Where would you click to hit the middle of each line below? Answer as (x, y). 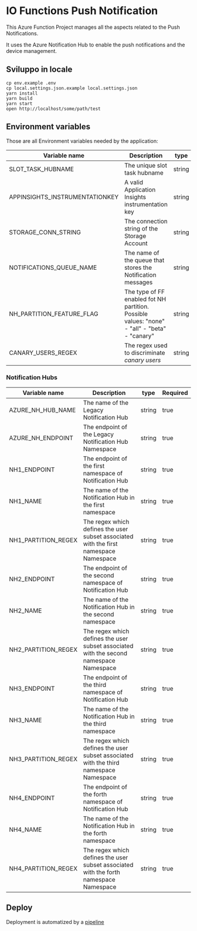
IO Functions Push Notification (82, 11)
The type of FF (145, 292)
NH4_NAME (26, 829)
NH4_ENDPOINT (32, 798)
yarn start (19, 103)
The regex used (146, 345)
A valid (134, 182)
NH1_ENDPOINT (32, 470)
